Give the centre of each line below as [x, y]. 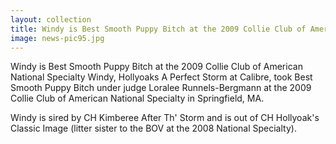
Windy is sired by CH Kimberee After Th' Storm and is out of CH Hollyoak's [165, 118]
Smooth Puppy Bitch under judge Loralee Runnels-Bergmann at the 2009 [161, 88]
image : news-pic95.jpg [57, 38]
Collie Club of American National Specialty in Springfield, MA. [137, 98]
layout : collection [51, 19]
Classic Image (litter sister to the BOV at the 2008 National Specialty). [153, 128]
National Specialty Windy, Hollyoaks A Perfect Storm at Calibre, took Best [161, 77]
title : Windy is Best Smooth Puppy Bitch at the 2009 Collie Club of [158, 29]
